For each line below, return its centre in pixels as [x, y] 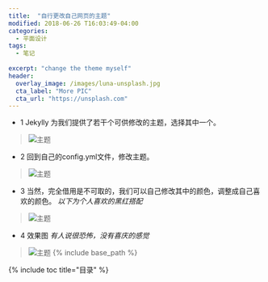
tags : [17, 46]
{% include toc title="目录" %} [59, 270]
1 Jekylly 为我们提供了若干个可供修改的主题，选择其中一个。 [120, 123]
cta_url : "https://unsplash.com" [72, 99]
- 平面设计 [31, 38]
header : [21, 76]
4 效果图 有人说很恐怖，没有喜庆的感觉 [84, 236]
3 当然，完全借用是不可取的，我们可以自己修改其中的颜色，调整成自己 [136, 192]
